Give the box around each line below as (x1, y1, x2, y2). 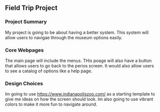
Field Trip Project (5, 4, 58, 12)
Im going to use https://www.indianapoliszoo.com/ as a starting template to (5, 91, 155, 97)
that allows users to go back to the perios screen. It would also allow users (5, 63, 154, 68)
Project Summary (5, 18, 47, 25)
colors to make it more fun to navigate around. (5, 101, 97, 107)
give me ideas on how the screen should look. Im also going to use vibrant (5, 96, 154, 102)
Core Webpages (5, 47, 44, 53)
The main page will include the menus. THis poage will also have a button (5, 58, 152, 64)
